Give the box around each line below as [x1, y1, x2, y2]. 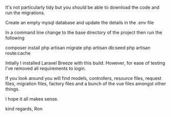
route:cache [5, 50, 31, 56]
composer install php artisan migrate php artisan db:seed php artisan [5, 45, 151, 50]
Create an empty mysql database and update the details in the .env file [5, 20, 154, 25]
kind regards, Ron [5, 106, 42, 111]
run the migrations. [5, 10, 45, 16]
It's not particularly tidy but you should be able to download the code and [5, 5, 160, 10]
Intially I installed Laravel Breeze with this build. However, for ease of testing [5, 60, 165, 66]
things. [5, 86, 20, 92]
